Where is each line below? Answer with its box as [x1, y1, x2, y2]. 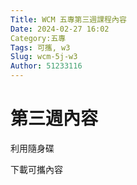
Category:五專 [10, 33, 67, 43]
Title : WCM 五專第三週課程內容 [10, 14, 127, 25]
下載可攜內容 [10, 163, 63, 175]
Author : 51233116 [10, 61, 83, 71]
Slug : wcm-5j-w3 [10, 52, 78, 62]
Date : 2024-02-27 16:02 [10, 24, 110, 34]
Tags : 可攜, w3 [10, 42, 71, 53]
